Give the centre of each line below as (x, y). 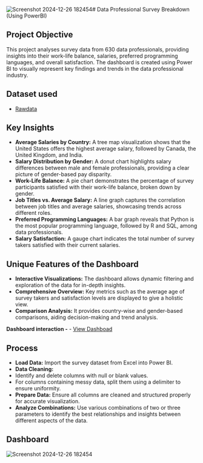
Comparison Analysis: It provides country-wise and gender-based (99, 311)
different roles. (33, 213)
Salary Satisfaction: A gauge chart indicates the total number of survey (105, 238)
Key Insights (30, 128)
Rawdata (26, 108)
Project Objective (40, 35)
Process (22, 348)
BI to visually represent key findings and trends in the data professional (95, 68)
